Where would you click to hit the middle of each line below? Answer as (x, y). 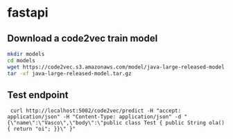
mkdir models (26, 54)
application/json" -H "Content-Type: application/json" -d (94, 117)
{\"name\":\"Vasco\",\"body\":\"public (65, 123)
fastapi (28, 13)
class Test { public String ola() (175, 123)
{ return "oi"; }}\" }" (42, 129)
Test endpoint (38, 95)
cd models (21, 60)
